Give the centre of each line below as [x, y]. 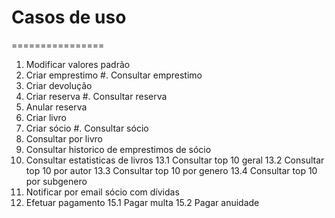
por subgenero [56, 181]
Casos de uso [69, 17]
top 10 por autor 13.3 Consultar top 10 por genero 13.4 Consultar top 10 [171, 170]
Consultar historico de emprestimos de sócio [118, 149]
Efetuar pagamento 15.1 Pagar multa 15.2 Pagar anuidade [142, 202]
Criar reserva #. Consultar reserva [96, 96]
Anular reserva [56, 107]
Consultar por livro [64, 138]
